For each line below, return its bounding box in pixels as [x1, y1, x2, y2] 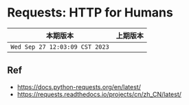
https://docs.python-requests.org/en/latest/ [16, 82, 141, 91]
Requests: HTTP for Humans [7, 5, 173, 21]
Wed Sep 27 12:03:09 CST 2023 [10, 43, 110, 51]
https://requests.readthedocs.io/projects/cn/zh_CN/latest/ [16, 90, 182, 98]
